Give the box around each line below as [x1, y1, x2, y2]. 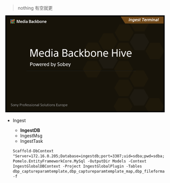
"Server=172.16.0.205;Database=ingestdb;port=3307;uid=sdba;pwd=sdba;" [12, 154, 167, 159]
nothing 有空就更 [17, 5, 53, 11]
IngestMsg [20, 133, 42, 139]
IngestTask [20, 138, 43, 144]
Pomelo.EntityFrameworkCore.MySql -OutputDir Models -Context [12, 159, 147, 164]
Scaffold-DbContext [12, 148, 54, 154]
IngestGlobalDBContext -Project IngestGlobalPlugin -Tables [12, 164, 142, 169]
